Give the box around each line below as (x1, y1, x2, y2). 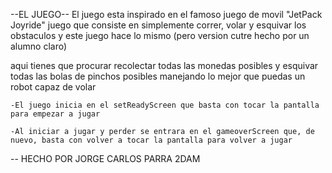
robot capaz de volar (10, 81, 97, 93)
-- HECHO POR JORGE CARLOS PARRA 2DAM (10, 153, 201, 164)
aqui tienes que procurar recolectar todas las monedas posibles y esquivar (10, 60, 319, 71)
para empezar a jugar (10, 109, 101, 119)
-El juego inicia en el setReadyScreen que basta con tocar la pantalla (10, 100, 320, 110)
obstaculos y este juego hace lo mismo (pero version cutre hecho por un (10, 30, 310, 41)
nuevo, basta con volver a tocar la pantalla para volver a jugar (10, 135, 293, 145)
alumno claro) (10, 40, 68, 52)
